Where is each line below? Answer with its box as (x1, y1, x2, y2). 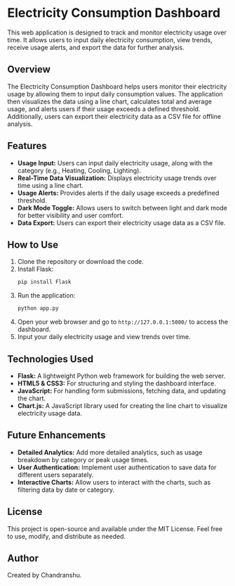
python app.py (17, 305, 59, 312)
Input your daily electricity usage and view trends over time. (17, 333, 191, 341)
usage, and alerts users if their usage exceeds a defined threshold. (7, 104, 201, 113)
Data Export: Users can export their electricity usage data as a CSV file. (17, 218, 226, 227)
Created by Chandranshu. (7, 571, 82, 580)
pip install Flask (17, 279, 72, 286)
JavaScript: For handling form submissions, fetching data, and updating (17, 386, 227, 395)
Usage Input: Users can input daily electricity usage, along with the (17, 158, 213, 167)
